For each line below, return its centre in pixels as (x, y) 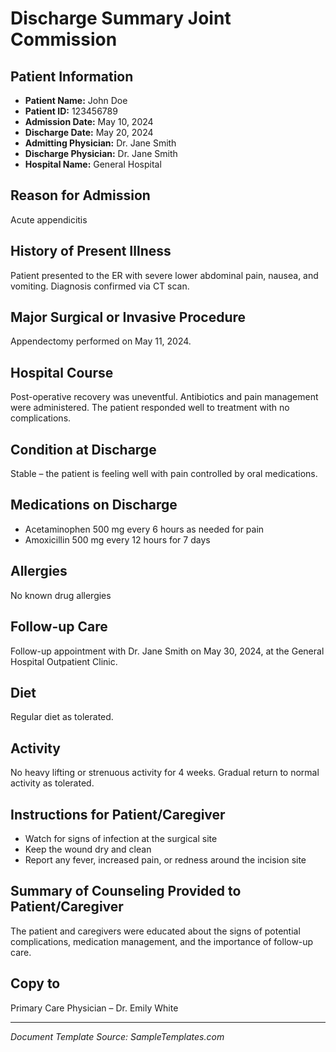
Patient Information (72, 76)
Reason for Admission (80, 195)
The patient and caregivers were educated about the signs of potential (155, 931)
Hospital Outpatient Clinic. (64, 661)
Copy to (35, 983)
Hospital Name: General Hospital (93, 164)
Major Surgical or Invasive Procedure (128, 317)
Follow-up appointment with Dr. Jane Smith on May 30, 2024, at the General (167, 651)
